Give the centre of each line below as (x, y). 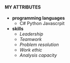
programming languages (38, 18)
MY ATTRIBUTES (23, 7)
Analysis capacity (38, 55)
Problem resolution (39, 44)
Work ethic (31, 50)
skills (18, 29)
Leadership (31, 34)
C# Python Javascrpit (42, 23)
